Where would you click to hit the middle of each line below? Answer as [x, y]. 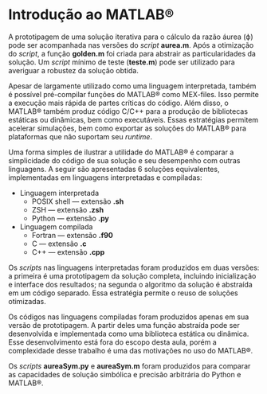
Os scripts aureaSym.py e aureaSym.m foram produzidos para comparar [130, 366]
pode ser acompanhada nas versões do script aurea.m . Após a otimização [131, 45]
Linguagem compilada [56, 226]
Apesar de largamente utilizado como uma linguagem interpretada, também [132, 86]
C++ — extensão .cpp [68, 252]
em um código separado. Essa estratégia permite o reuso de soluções [123, 293]
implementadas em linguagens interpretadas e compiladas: [105, 177]
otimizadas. [27, 301]
